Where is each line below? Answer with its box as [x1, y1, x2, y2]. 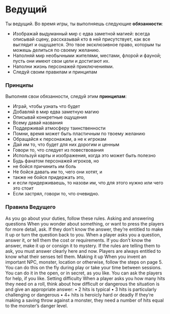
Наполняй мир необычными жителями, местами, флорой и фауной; [12, 52, 161, 59]
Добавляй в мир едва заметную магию [12, 109, 99, 115]
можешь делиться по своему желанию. [12, 47, 100, 53]
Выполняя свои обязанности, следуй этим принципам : [5, 94, 127, 100]
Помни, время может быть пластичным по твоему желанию [12, 131, 145, 137]
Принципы [5, 81, 34, 88]
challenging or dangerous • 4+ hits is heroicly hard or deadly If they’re [5, 291, 154, 298]
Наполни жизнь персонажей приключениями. [12, 63, 114, 69]
